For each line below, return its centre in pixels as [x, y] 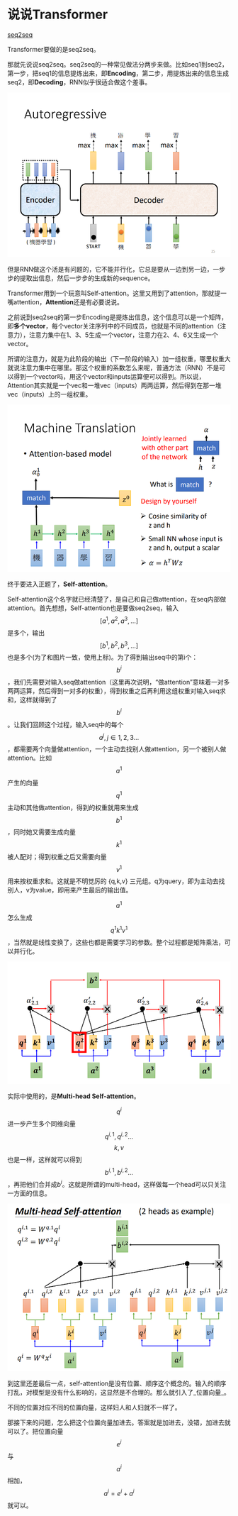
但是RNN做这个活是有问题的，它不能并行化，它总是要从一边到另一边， [110, 270]
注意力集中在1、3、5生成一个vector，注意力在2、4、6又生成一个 [123, 335]
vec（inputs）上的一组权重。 [50, 394]
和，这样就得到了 [32, 699]
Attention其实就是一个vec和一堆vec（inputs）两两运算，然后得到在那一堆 [114, 386]
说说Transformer [58, 15]
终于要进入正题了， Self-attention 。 [59, 584]
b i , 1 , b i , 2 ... [119, 1171]
